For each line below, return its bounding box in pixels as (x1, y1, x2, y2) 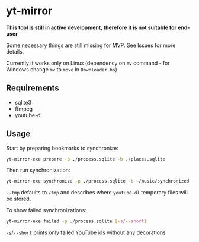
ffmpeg (14, 105, 33, 112)
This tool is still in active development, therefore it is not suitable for (6, 24, 177, 31)
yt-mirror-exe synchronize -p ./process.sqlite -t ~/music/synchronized (6, 178, 190, 184)
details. (6, 48, 24, 55)
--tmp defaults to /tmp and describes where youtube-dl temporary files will (6, 189, 188, 196)
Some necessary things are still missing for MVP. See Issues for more (6, 42, 176, 49)
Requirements (6, 83, 59, 93)
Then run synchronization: (6, 166, 70, 174)
